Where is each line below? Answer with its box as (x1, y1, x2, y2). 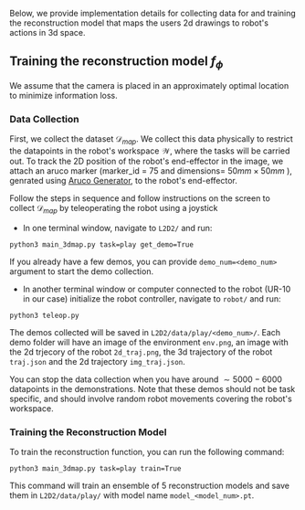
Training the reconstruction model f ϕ (9, 54, 224, 71)
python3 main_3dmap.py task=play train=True (9, 464, 182, 473)
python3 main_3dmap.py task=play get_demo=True (9, 239, 195, 250)
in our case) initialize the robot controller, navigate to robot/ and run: (22, 292, 281, 304)
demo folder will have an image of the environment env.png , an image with (9, 336, 289, 347)
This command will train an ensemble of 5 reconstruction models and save (9, 480, 290, 492)
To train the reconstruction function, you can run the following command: (9, 447, 285, 458)
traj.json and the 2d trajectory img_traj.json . (9, 356, 185, 367)
